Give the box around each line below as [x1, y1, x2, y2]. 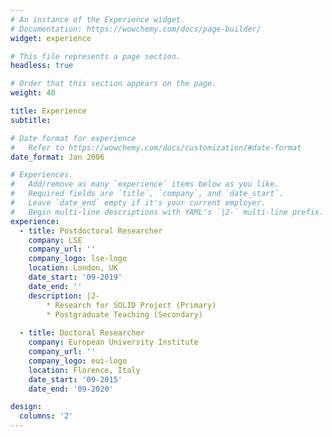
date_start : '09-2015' [28, 374, 123, 385]
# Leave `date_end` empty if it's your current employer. [10, 198, 267, 208]
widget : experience [10, 33, 92, 43]
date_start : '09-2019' [28, 272, 123, 282]
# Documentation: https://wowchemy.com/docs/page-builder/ [10, 24, 262, 34]
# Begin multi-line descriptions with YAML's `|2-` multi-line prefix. [10, 207, 325, 217]
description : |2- [28, 291, 101, 301]
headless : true [10, 61, 74, 71]
